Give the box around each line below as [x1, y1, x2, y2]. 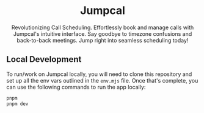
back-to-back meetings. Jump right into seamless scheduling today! [16, 36, 189, 44]
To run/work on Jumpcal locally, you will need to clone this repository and [6, 70, 192, 78]
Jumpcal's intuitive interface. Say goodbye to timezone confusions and [13, 30, 192, 37]
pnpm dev [6, 101, 29, 107]
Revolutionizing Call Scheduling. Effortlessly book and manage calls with [11, 24, 194, 31]
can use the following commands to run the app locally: [6, 83, 146, 91]
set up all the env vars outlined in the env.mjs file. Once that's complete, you [6, 77, 199, 84]
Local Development [6, 54, 82, 64]
